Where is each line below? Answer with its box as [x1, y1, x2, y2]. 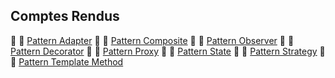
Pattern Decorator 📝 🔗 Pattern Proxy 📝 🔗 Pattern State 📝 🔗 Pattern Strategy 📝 [10, 45, 326, 57]
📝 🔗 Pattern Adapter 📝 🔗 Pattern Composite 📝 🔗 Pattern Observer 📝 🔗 [10, 34, 295, 46]
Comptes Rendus [10, 8, 120, 25]
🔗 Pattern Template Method [10, 55, 124, 68]
